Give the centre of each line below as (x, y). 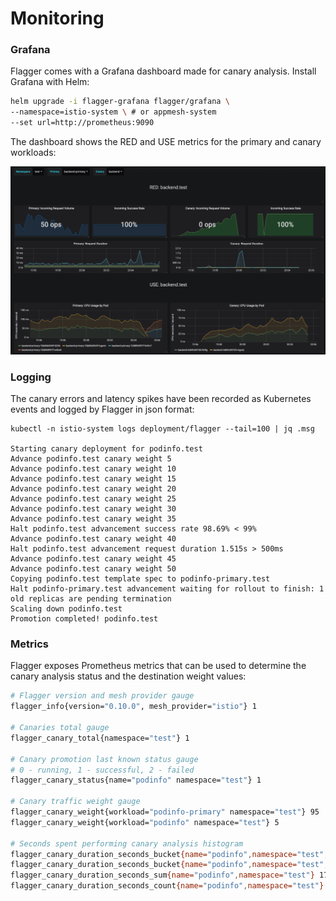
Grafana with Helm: (50, 82)
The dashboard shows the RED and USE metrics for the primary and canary (166, 142)
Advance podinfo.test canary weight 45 (93, 559)
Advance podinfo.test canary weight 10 (93, 469)
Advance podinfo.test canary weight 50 (93, 569)
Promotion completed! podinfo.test (84, 619)
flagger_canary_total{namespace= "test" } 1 (100, 738)
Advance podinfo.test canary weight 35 (93, 519)
